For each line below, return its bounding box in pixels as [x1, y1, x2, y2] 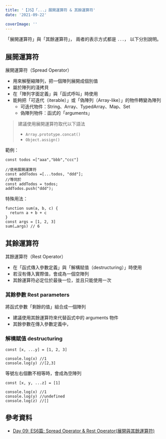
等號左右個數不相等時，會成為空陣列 [5, 370, 82, 376]
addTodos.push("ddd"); [5, 186, 54, 191]
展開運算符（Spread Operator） [5, 67, 72, 73]
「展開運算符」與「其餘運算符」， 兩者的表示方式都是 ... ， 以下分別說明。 [5, 36, 162, 42]
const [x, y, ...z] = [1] [5, 380, 60, 385]
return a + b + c [10, 210, 47, 215]
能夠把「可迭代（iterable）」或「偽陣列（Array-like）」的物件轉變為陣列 [12, 97, 161, 103]
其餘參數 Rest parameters [5, 291, 70, 298]
